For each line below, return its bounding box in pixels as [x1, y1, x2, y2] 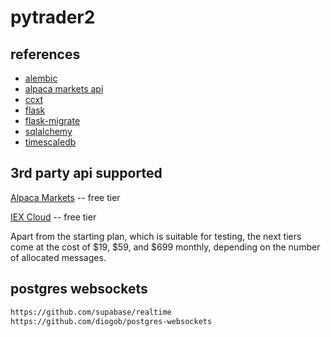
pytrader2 [10, 6, 96, 29]
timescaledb [24, 136, 77, 148]
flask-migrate [24, 115, 81, 126]
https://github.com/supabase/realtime [10, 307, 172, 317]
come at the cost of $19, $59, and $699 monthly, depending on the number [10, 241, 321, 253]
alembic [24, 72, 58, 84]
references [10, 46, 81, 63]
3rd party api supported [10, 165, 163, 182]
